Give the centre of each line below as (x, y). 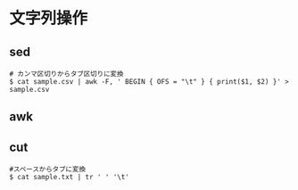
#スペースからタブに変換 (48, 169)
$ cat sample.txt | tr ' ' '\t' (69, 178)
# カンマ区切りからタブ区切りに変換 (66, 74)
